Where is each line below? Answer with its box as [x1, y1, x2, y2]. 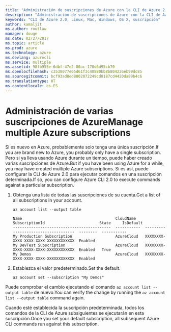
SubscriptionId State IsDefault [12, 220, 143, 225]
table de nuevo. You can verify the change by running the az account [21, 289, 165, 295]
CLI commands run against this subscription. [5, 321, 99, 327]
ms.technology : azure [5, 50, 51, 55]
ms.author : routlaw [5, 27, 47, 32]
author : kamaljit [5, 21, 42, 27]
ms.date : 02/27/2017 [5, 36, 49, 41]
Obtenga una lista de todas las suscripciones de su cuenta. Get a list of [12, 192, 161, 198]
